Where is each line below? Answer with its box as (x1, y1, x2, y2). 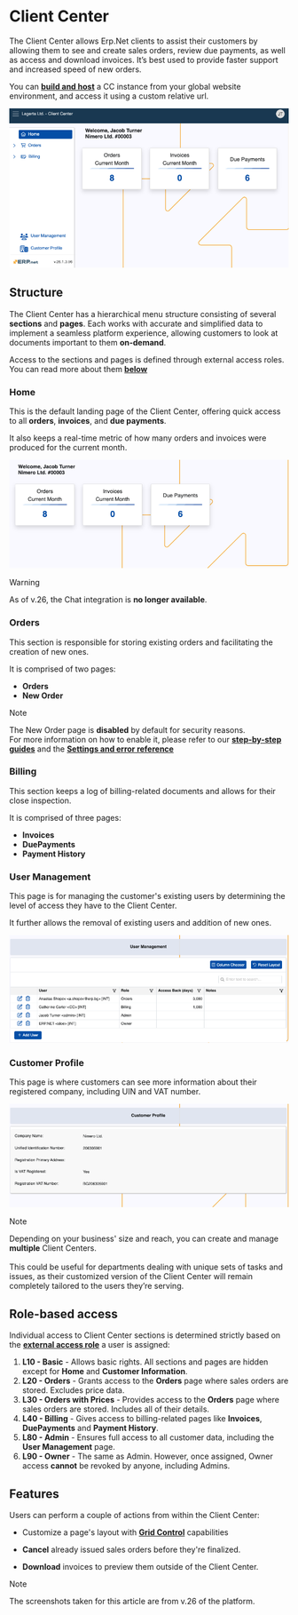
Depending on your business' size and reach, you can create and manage (9, 1233, 279, 1245)
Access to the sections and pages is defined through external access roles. (9, 354, 285, 365)
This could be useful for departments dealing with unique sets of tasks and (9, 1261, 284, 1272)
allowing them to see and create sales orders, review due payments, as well (9, 44, 286, 55)
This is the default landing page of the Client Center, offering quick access (9, 406, 281, 417)
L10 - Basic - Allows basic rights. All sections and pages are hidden (21, 1356, 269, 1367)
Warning (9, 577, 40, 588)
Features (9, 1486, 59, 1501)
